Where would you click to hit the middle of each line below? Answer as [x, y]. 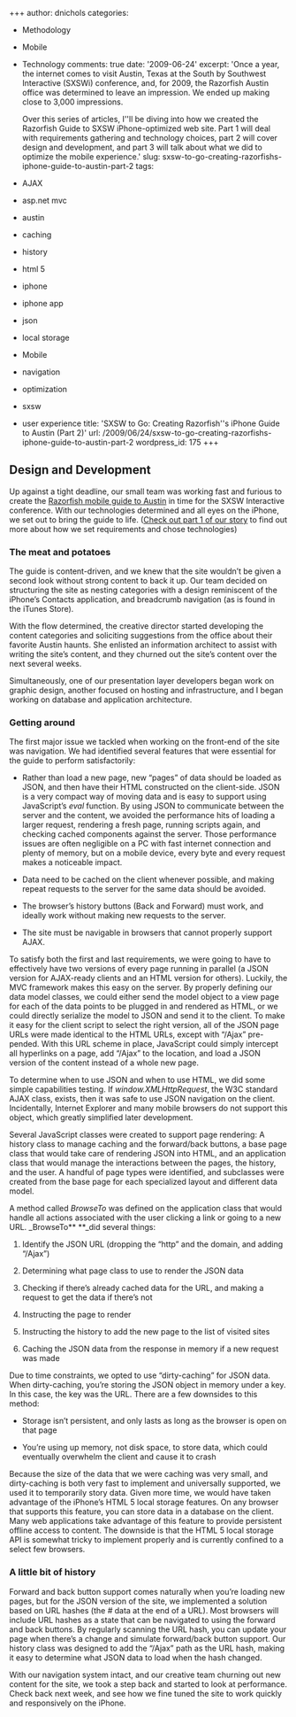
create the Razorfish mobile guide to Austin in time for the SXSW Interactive [147, 500]
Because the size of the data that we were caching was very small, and [138, 1474]
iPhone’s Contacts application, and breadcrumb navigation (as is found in [142, 599]
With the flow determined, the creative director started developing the [136, 626]
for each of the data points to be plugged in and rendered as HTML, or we [144, 1006]
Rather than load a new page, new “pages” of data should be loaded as [152, 777]
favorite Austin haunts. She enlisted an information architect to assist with [143, 645]
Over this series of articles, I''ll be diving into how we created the [140, 119]
